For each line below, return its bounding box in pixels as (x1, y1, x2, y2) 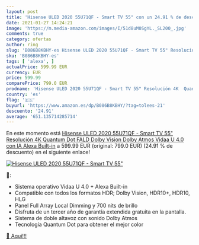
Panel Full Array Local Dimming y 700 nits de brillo (14, 202, 138, 209)
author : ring (6, 42, 38, 48)
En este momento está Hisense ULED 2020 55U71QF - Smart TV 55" (6, 130, 174, 137)
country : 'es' (6, 91, 41, 97)
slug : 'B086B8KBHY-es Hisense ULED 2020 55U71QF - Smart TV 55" (6, 47, 168, 53)
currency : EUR (6, 69, 41, 75)
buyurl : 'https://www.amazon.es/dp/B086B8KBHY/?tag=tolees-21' (6, 102, 166, 109)
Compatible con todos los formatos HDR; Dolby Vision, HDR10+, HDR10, (14, 189, 191, 196)
